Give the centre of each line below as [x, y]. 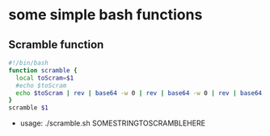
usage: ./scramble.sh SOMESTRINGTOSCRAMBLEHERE [113, 123]
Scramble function [56, 45]
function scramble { [43, 70]
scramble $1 [28, 108]
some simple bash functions [105, 15]
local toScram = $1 [45, 78]
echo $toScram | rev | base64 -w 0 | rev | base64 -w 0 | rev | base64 [139, 93]
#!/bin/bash [28, 63]
